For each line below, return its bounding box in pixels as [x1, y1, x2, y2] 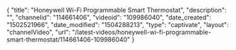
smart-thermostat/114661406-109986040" [6, 35, 131, 44]
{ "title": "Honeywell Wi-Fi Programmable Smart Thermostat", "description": [6, 6, 227, 14]
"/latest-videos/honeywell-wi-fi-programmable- [72, 28, 211, 36]
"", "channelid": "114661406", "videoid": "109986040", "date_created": [6, 13, 211, 22]
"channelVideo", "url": [6, 28, 71, 36]
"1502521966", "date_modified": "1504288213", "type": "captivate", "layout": [6, 21, 229, 28]
